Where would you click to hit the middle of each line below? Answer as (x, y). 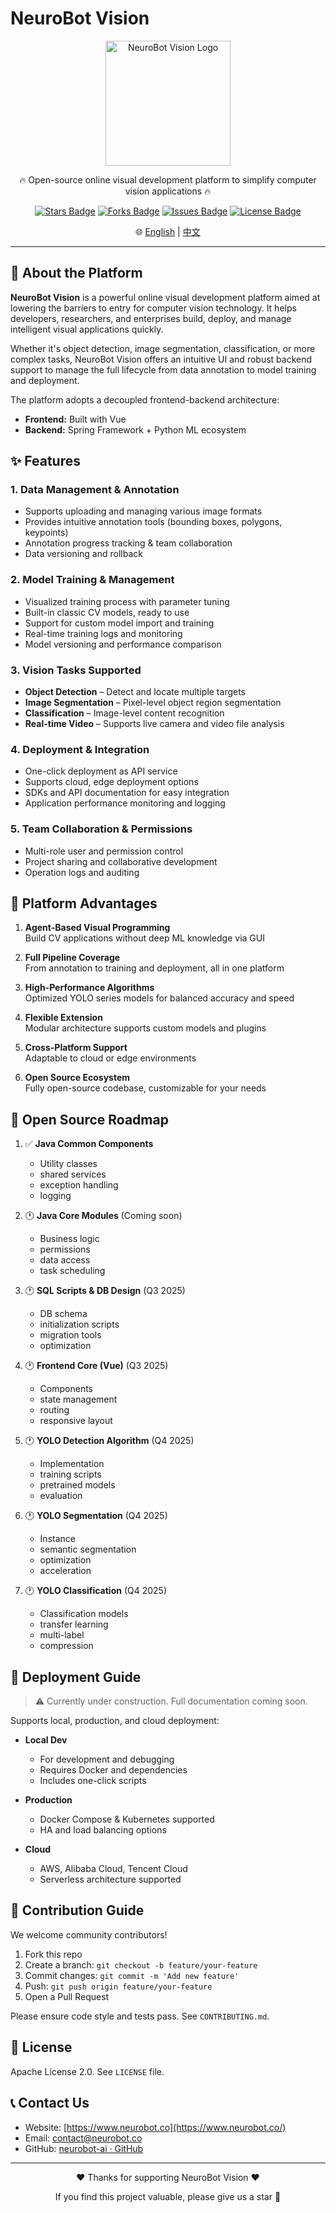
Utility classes (68, 1164)
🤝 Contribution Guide (77, 1910)
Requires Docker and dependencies (113, 1770)
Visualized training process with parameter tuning (127, 601)
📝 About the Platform (76, 273)
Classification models (84, 1614)
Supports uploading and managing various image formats (143, 511)
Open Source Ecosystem (77, 1078)
